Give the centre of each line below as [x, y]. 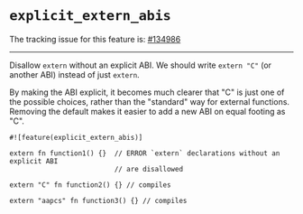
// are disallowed [148, 169]
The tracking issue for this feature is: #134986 [95, 39]
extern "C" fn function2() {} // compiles [90, 185]
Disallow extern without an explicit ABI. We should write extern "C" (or [141, 65]
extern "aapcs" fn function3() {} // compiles [98, 200]
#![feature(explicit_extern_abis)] [76, 137]
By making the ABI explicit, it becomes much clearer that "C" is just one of [147, 92]
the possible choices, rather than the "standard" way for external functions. [150, 101]
